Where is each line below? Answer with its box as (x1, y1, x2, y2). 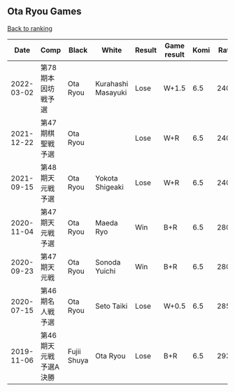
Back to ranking (7, 24, 52, 32)
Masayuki (95, 87, 127, 97)
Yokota (95, 173, 118, 183)
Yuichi (95, 266, 116, 276)
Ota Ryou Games (7, 6, 82, 17)
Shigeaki (95, 182, 124, 192)
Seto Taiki (95, 301, 128, 311)
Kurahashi (95, 78, 129, 88)
